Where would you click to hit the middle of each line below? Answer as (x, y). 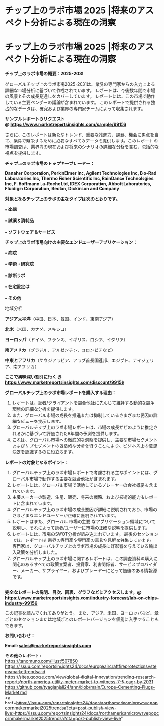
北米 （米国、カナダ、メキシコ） (37, 329)
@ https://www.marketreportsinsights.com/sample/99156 (66, 125)
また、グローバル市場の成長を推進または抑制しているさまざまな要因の (83, 415)
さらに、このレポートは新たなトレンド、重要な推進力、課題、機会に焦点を (80, 135)
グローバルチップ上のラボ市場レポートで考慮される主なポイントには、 (83, 473)
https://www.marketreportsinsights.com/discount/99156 (65, 382)
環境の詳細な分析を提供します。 (44, 409)
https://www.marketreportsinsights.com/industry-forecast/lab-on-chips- (82, 598)
